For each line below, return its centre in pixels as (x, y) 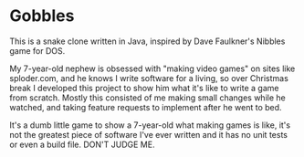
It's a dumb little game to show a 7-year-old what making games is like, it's (150, 125)
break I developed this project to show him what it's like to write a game (144, 88)
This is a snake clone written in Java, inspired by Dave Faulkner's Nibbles (147, 41)
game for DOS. (37, 50)
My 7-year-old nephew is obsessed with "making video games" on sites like (152, 68)
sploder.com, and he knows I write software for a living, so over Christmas (149, 78)
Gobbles (42, 16)
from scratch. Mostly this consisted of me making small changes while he (147, 98)
